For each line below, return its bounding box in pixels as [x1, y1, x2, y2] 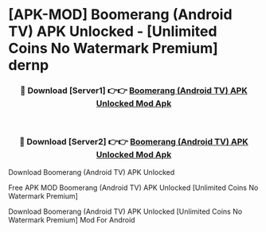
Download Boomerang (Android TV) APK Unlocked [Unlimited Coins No [8, 207, 243, 216]
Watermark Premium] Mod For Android [8, 215, 135, 224]
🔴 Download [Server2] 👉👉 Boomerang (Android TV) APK [19, 137, 248, 148]
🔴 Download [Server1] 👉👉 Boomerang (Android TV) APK [19, 85, 248, 96]
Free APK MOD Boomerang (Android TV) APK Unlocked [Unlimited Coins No [8, 183, 259, 192]
